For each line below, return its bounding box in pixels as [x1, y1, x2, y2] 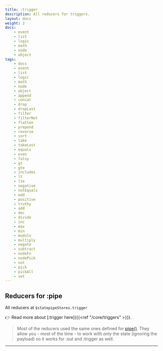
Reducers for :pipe [5, 292, 63, 300]
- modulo [14, 233, 32, 238]
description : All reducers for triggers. [5, 12, 90, 17]
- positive [14, 197, 36, 202]
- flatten [14, 120, 34, 125]
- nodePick [14, 256, 36, 261]
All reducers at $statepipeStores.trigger [5, 305, 88, 311]
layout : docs [5, 16, 32, 21]
